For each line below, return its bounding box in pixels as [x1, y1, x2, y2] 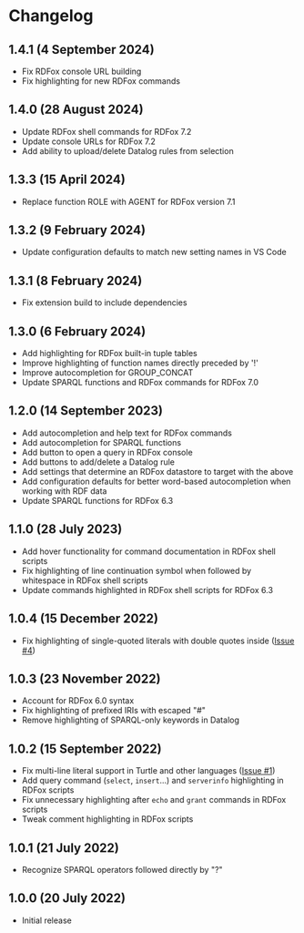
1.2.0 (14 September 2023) [8, 403, 163, 419]
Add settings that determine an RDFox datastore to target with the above [21, 466, 294, 477]
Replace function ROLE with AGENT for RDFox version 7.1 [21, 196, 236, 207]
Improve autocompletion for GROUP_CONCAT [21, 367, 194, 378]
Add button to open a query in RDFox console [21, 446, 193, 457]
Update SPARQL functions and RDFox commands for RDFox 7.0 [21, 377, 259, 388]
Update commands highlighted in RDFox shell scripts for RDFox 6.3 [21, 584, 274, 595]
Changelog [8, 5, 94, 26]
